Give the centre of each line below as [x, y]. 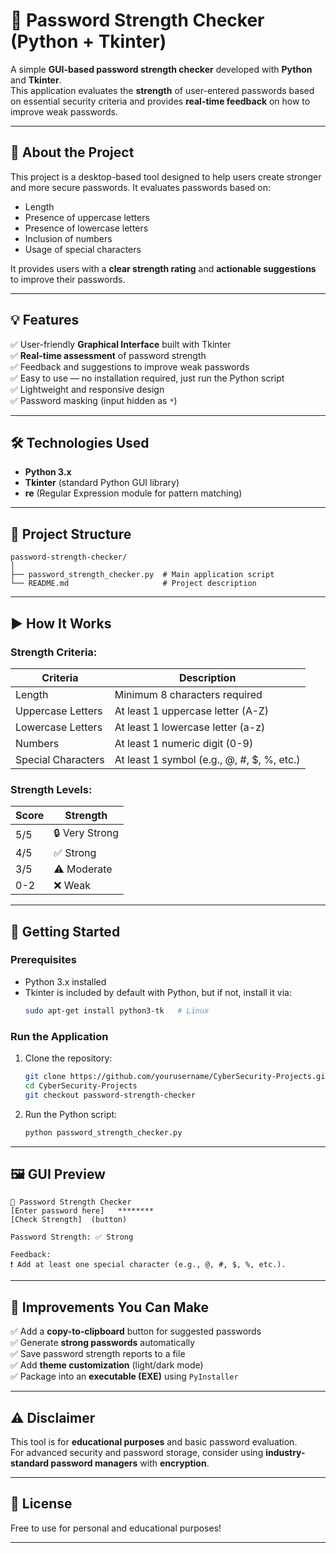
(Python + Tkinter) [88, 41]
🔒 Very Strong [86, 833]
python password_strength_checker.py [103, 1132]
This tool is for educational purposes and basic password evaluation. [154, 1441]
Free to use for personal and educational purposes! [116, 1528]
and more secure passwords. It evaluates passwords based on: [141, 187]
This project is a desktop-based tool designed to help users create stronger [166, 176]
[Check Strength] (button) [69, 1220]
